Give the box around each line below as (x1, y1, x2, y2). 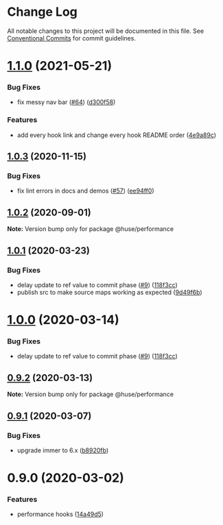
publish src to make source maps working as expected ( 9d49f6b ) (16, 288, 202, 296)
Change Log (7, 4, 78, 20)
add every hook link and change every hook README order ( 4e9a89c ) (16, 131, 217, 139)
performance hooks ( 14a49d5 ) (16, 510, 104, 518)
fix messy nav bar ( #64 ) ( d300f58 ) (16, 98, 116, 106)
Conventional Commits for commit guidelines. (7, 34, 136, 42)
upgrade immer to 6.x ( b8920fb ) (16, 446, 109, 454)
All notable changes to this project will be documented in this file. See (7, 27, 204, 35)
